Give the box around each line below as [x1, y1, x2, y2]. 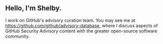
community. [5, 33, 30, 39]
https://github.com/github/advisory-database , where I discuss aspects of [5, 22, 158, 28]
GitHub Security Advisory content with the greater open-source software [5, 27, 158, 34]
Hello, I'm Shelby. [5, 4, 62, 12]
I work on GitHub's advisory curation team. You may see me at [5, 17, 136, 23]
